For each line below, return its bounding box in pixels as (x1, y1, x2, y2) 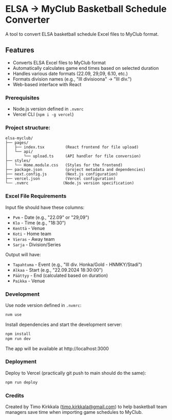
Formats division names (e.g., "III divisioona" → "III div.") (12, 75, 132, 82)
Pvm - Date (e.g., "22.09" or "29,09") (12, 214, 89, 220)
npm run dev (5, 336, 31, 341)
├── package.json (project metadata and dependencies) (5, 167, 146, 173)
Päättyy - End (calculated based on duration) (12, 272, 108, 278)
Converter (5, 14, 50, 26)
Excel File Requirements (5, 193, 67, 200)
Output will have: (5, 251, 41, 257)
